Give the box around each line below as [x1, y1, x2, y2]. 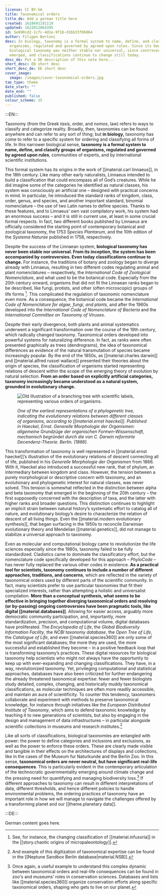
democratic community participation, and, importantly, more [5, 614, 126, 619]
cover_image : [5, 71, 32, 76]
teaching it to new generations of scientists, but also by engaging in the [5, 712, 149, 718]
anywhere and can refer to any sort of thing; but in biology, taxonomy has [5, 131, 154, 137]
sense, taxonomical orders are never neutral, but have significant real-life [5, 759, 157, 765]
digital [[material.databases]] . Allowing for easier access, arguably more [5, 608, 153, 614]
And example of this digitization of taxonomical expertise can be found [12, 849, 155, 855]
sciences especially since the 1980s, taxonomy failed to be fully [5, 546, 133, 552]
